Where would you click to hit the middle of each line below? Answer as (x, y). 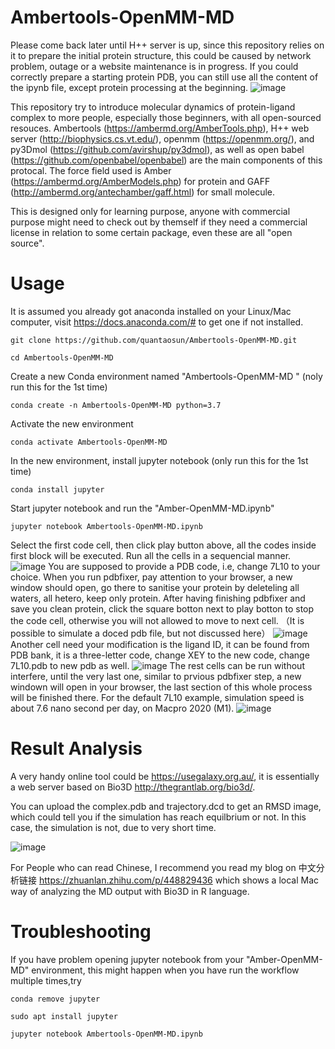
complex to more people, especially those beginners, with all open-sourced (166, 117)
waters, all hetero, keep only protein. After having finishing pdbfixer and (158, 598)
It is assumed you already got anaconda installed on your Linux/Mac (151, 311)
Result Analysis (76, 748)
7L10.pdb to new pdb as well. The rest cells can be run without (157, 665)
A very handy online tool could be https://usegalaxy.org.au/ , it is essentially (165, 776)
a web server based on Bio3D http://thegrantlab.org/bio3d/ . (133, 787)
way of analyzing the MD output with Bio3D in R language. (130, 891)
